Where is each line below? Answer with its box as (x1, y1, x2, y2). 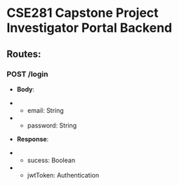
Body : (16, 85, 35, 93)
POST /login (6, 69, 48, 79)
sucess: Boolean (27, 156, 75, 164)
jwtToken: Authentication (27, 170, 100, 179)
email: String (27, 106, 64, 114)
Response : (16, 135, 49, 143)
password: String (27, 121, 77, 130)
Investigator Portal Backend (6, 20, 173, 36)
